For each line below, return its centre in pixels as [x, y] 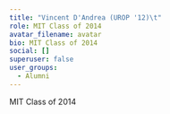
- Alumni [34, 76]
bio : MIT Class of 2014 [54, 43]
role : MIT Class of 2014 [55, 26]
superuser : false [42, 59]
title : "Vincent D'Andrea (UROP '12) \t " [86, 18]
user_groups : [34, 68]
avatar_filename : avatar [55, 34]
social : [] [30, 51]
